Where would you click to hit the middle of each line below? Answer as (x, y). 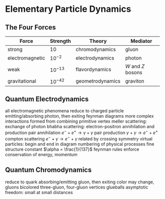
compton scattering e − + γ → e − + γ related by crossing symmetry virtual (79, 138)
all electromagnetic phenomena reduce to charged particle (65, 111)
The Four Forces (31, 27)
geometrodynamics (98, 81)
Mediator (141, 41)
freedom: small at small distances (39, 192)
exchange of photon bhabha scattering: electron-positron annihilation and (80, 127)
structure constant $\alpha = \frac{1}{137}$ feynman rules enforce (72, 149)
